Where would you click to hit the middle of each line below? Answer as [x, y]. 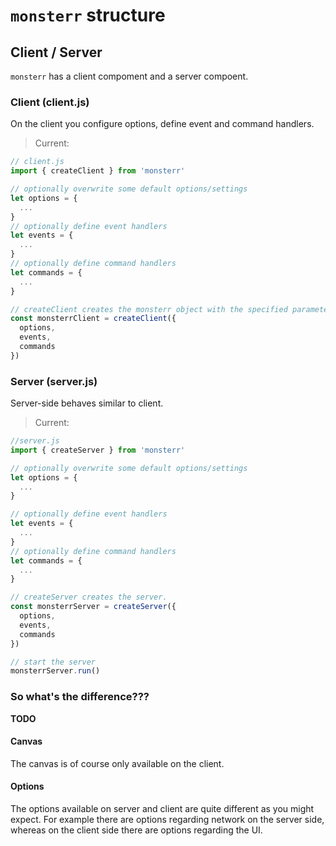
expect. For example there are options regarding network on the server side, [167, 820]
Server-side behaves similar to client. [87, 403]
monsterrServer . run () [55, 671]
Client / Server [56, 52]
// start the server [53, 662]
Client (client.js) [50, 102]
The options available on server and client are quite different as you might [162, 809]
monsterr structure [88, 15]
